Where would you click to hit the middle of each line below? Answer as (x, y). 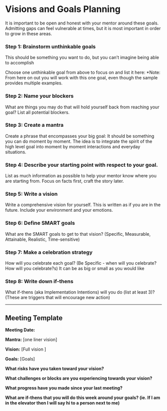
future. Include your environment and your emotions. (59, 210)
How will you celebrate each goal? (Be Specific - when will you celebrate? (81, 263)
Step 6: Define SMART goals (40, 223)
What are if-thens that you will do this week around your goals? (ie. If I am (83, 398)
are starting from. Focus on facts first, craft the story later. (65, 181)
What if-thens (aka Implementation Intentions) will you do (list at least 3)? (80, 292)
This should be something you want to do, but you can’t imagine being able (82, 57)
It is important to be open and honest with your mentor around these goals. (82, 23)
